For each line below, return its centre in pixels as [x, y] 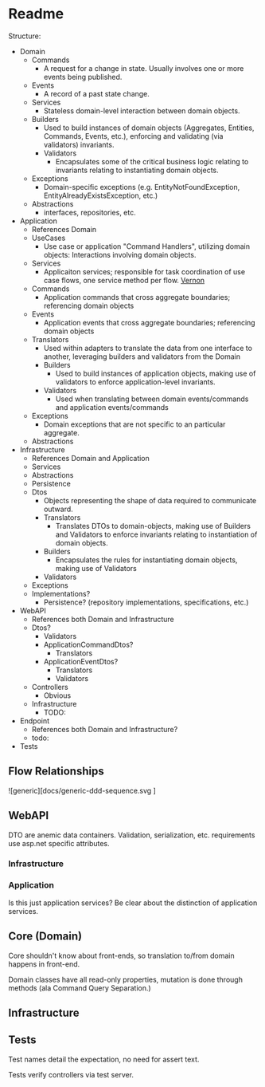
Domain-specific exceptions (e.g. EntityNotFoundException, [142, 187]
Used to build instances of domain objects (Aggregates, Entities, [149, 128]
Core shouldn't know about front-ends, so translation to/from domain [121, 955]
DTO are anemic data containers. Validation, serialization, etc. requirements [132, 835]
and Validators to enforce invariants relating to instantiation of [156, 534]
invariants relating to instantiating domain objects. [137, 170]
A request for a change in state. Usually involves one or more [144, 68]
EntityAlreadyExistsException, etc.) [101, 195]
